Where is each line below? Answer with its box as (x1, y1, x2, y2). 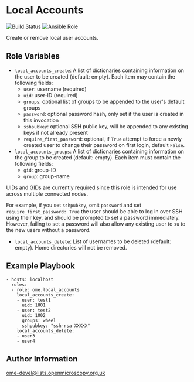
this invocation (23, 117, 59, 124)
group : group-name (23, 172, 70, 179)
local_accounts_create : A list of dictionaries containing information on (14, 67, 185, 74)
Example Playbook (6, 261, 75, 271)
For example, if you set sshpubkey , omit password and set (6, 202, 142, 209)
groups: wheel (21, 318, 57, 323)
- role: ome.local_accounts (11, 286, 80, 293)
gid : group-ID (23, 166, 57, 173)
